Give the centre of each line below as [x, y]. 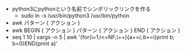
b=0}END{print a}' [35, 43]
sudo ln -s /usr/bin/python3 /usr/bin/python [75, 16]
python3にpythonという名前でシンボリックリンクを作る [81, 9]
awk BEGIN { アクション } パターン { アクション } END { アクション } [96, 30]
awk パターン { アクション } [46, 23]
